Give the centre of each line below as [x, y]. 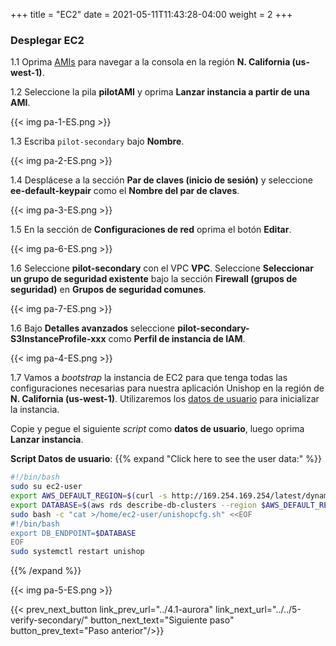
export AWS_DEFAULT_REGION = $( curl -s [89, 496]
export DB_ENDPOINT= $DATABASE [73, 533]
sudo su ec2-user [46, 487]
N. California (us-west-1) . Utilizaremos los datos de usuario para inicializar [165, 399]
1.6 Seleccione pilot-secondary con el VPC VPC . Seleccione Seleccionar [162, 268]
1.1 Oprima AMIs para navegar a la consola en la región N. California [150, 62]
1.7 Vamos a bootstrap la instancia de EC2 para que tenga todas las [149, 378]
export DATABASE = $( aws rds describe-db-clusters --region [133, 505]
